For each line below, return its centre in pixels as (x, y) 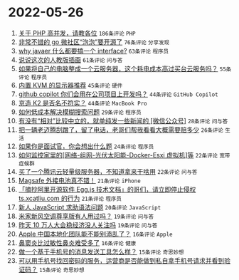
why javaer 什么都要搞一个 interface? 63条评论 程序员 (94, 51)
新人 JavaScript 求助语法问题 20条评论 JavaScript (90, 207)
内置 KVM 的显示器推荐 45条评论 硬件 (70, 85)
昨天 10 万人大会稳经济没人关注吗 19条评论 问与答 (88, 224)
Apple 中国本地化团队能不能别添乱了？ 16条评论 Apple (95, 234)
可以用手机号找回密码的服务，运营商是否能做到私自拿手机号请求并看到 (121, 260)
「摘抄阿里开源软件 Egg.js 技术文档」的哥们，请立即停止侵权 (107, 189)
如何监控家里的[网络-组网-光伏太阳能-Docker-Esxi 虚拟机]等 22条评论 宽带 (124, 155)
